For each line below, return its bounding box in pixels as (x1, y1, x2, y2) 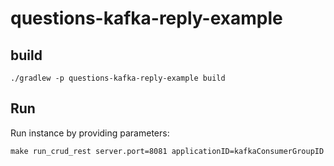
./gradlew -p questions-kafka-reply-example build (10, 73, 226, 83)
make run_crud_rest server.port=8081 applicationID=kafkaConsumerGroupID (10, 146, 325, 156)
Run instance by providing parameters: (10, 127, 170, 139)
